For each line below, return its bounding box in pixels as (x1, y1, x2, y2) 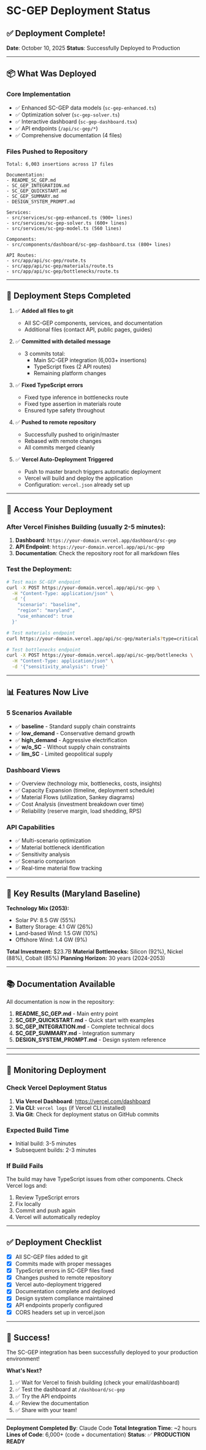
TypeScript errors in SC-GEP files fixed (15, 1267, 115, 1275)
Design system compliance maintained (15, 1294, 113, 1302)
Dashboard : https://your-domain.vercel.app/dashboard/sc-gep (15, 537, 177, 544)
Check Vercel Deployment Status (6, 1084, 107, 1092)
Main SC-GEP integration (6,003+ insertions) (33, 356, 147, 363)
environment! (6, 1355, 40, 1362)
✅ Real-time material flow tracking (15, 865, 102, 872)
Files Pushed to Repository (6, 147, 88, 156)
